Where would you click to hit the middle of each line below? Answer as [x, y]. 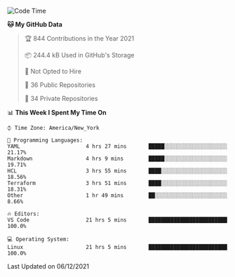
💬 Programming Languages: [45, 140]
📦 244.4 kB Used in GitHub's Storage [79, 55]
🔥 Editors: [23, 214]
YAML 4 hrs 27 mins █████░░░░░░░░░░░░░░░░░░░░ [117, 147]
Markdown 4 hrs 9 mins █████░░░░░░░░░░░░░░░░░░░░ [117, 158]
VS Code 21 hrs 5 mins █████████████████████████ [117, 220]
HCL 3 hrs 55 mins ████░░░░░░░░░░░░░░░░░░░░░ [117, 171]
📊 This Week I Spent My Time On [57, 113]
